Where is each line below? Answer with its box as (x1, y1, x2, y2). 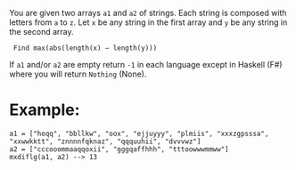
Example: (9, 100, 80, 120)
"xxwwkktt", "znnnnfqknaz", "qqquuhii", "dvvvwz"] (9, 137, 201, 146)
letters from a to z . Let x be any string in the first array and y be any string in (9, 17, 288, 28)
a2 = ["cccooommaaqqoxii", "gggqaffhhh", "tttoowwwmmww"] (9, 144, 229, 154)
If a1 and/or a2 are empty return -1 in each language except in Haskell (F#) (9, 60, 283, 69)
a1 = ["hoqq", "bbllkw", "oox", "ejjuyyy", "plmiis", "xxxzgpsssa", (9, 129, 269, 138)
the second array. (9, 27, 74, 36)
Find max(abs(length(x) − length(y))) (12, 44, 158, 53)
